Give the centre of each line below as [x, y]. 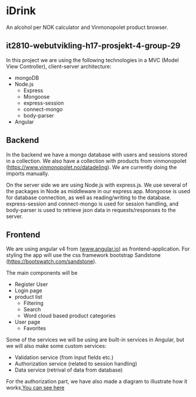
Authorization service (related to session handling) [76, 364]
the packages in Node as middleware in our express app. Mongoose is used [98, 191]
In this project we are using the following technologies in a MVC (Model [92, 60]
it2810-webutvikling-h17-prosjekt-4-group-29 [93, 46]
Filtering [34, 303]
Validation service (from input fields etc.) [64, 357]
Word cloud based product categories [69, 316]
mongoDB [27, 77]
